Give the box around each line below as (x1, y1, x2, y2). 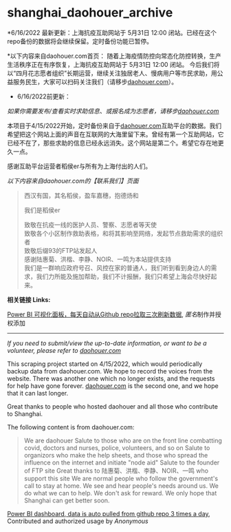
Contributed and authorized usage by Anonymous (7, 517, 149, 525)
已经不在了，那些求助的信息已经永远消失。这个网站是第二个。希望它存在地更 (7, 139, 224, 147)
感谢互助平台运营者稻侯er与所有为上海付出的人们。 (7, 162, 152, 170)
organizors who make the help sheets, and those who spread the (23, 451, 208, 459)
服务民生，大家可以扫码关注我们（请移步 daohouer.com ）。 (12, 77, 178, 85)
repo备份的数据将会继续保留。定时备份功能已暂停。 (7, 37, 153, 45)
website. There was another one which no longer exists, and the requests (7, 374, 215, 382)
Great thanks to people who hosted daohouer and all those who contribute (7, 402, 219, 411)
